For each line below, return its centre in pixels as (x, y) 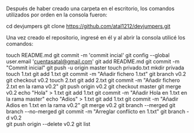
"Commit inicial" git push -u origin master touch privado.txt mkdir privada (95, 68)
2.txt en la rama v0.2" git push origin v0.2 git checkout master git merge (94, 87)
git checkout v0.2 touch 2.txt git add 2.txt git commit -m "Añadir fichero (93, 80)
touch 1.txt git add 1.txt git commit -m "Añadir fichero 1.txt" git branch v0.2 (96, 74)
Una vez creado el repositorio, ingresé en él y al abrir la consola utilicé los (96, 37)
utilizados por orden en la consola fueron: (57, 15)
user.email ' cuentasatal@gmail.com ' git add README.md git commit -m (93, 61)
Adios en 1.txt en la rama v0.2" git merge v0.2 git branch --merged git (91, 105)
